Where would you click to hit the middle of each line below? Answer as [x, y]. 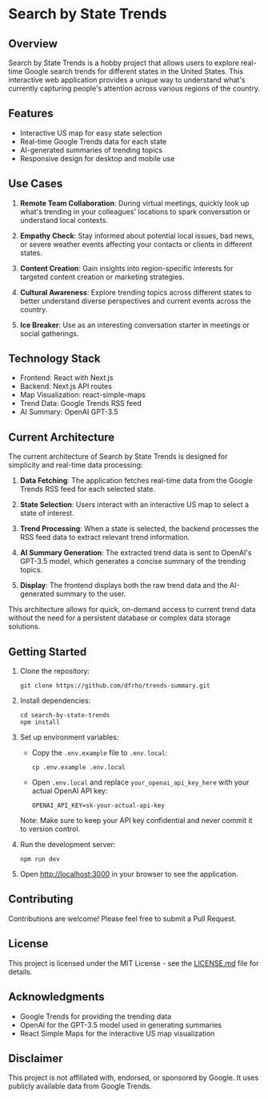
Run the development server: [68, 845]
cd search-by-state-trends [65, 716]
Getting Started [48, 652]
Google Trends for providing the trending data [96, 1016]
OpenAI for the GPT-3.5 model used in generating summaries [121, 1024]
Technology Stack [54, 359]
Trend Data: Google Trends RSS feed [80, 404]
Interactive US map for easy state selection [91, 132]
